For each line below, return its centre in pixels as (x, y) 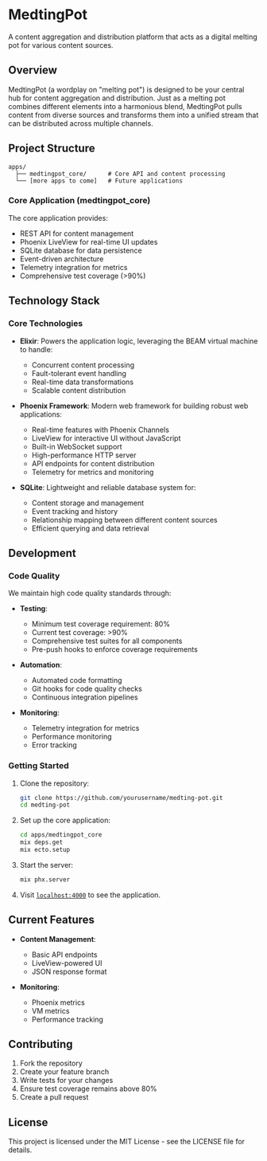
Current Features (52, 920)
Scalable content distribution (79, 390)
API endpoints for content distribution (93, 463)
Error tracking (54, 745)
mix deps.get (41, 842)
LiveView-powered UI (67, 963)
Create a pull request (54, 1097)
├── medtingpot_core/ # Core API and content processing (120, 174)
